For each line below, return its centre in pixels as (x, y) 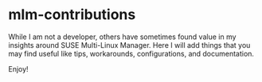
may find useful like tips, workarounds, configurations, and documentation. (131, 53)
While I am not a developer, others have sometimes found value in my (122, 37)
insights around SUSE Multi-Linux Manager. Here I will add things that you (129, 45)
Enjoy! (19, 68)
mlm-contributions (72, 15)
